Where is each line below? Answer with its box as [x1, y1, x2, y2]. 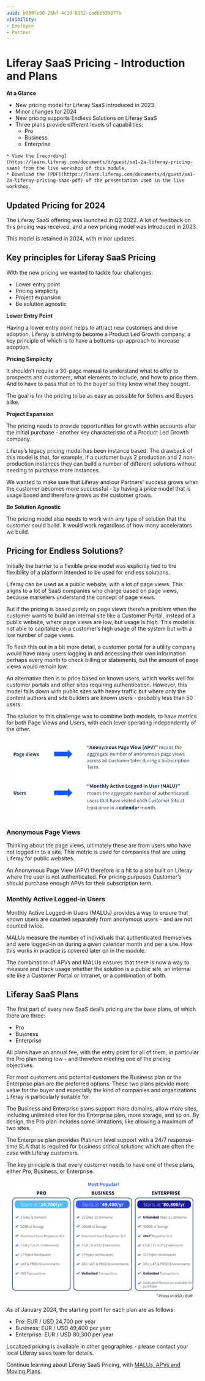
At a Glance [6, 89, 37, 97]
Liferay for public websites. [6, 855, 75, 862]
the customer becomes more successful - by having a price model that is [6, 485, 191, 492]
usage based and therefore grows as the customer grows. [6, 491, 153, 499]
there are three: [6, 1012, 46, 1019]
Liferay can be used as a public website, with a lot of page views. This [6, 580, 184, 587]
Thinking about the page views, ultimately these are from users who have [6, 842, 192, 849]
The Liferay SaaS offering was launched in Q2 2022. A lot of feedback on [6, 217, 192, 223]
